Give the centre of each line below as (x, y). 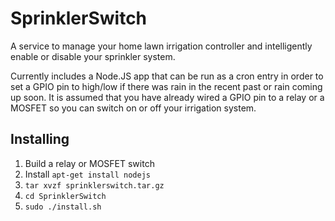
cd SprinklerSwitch (65, 196)
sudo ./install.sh (63, 207)
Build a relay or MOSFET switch (89, 163)
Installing (40, 139)
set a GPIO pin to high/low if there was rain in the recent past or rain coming (166, 86)
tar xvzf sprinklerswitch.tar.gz (94, 185)
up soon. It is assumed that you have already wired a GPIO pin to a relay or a (167, 97)
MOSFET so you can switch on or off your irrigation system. (133, 108)
